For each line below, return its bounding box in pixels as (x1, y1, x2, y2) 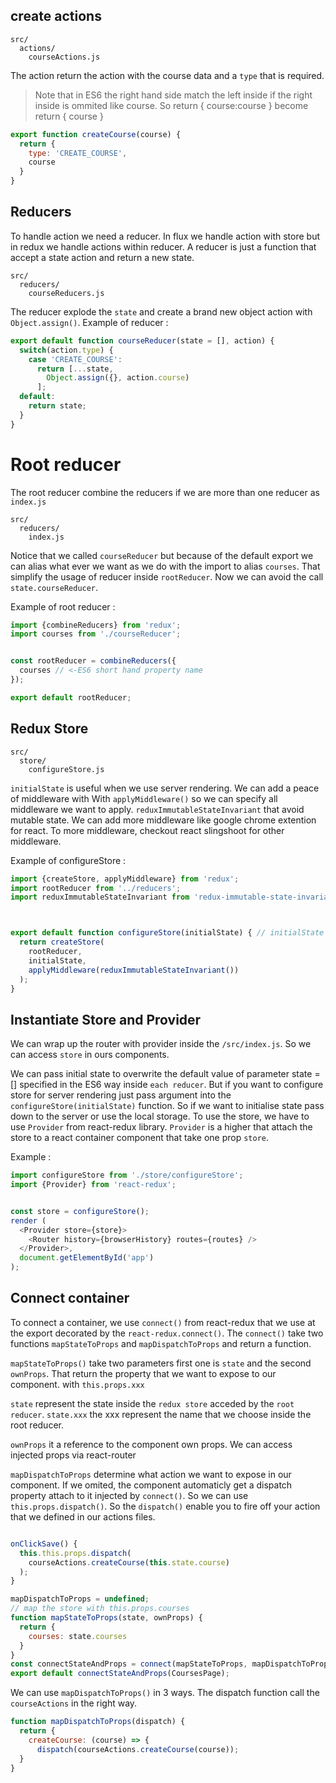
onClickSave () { (10, 1539, 78, 1549)
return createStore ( (19, 937, 105, 948)
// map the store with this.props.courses (10, 1604, 190, 1614)
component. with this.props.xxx (10, 1378, 145, 1390)
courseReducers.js (28, 288, 105, 298)
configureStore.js (28, 764, 105, 774)
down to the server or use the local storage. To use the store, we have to (10, 1110, 310, 1123)
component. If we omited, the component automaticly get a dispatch (10, 1479, 293, 1491)
